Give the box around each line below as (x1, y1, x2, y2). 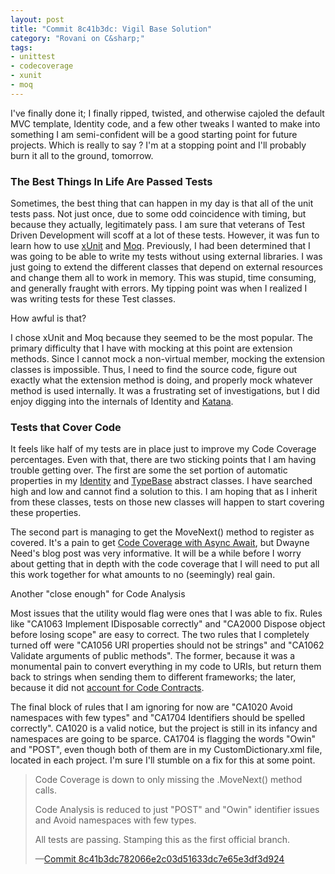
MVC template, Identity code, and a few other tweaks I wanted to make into (10, 117, 321, 130)
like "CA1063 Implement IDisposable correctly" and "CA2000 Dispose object (10, 618, 326, 630)
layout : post (10, 14, 65, 25)
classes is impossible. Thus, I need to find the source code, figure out (10, 364, 298, 376)
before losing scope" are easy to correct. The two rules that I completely (10, 629, 310, 641)
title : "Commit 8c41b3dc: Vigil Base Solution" (10, 24, 213, 34)
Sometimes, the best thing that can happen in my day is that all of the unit (10, 197, 314, 210)
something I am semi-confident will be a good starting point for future (10, 128, 298, 140)
